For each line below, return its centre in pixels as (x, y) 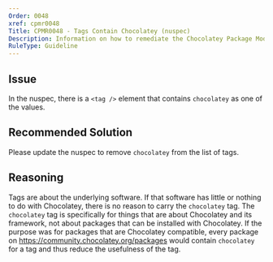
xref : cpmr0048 (34, 24)
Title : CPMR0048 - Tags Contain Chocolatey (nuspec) (100, 31)
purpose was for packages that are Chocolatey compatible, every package (134, 231)
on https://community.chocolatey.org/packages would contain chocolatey (132, 240)
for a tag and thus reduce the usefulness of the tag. (95, 249)
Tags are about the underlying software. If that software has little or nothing (135, 197)
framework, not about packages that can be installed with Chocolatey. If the (135, 223)
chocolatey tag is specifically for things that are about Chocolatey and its (130, 214)
